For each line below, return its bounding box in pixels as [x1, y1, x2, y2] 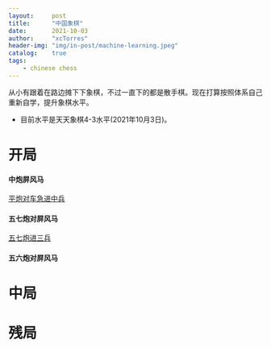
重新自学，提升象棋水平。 [8, 97, 94, 107]
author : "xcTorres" [8, 34, 89, 43]
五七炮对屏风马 [8, 213, 58, 223]
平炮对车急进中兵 [8, 194, 65, 204]
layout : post [8, 11, 67, 20]
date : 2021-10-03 [8, 27, 89, 35]
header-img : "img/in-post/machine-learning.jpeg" [8, 42, 179, 50]
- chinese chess [23, 64, 78, 72]
